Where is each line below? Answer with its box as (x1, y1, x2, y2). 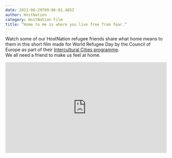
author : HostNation (5, 12, 47, 17)
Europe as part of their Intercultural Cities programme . (5, 47, 120, 53)
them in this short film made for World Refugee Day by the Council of (5, 41, 151, 48)
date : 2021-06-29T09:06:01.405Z (5, 7, 74, 13)
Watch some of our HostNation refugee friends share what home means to (5, 36, 163, 42)
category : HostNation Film (5, 17, 63, 22)
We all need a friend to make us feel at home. (5, 52, 101, 58)
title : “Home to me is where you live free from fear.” (5, 21, 127, 27)
